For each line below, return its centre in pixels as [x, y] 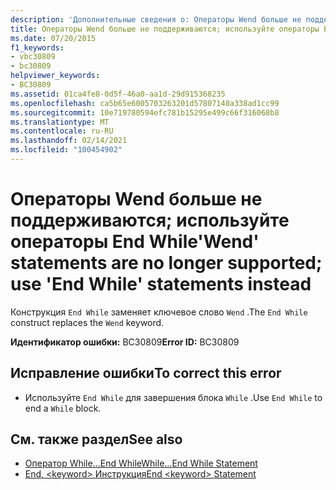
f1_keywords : [37, 47]
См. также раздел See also [96, 439]
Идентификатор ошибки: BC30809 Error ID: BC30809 [125, 342]
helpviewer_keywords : [55, 76]
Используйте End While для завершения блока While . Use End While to [173, 397]
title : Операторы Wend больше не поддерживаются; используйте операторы [165, 29]
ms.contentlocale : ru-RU [62, 131]
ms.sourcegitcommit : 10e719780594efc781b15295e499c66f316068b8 [145, 112]
